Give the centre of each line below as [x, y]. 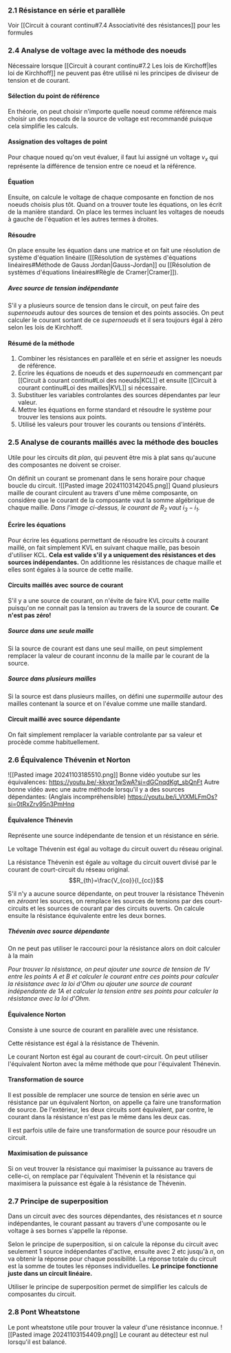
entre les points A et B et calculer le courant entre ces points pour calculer [113, 976]
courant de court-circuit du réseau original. [69, 869]
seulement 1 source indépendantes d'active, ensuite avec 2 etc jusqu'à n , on [116, 1252]
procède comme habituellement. [54, 742]
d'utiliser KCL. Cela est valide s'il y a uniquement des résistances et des [112, 554]
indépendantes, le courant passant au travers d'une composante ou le [107, 1223]
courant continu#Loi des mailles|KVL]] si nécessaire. [92, 388]
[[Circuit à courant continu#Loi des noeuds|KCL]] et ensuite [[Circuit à [117, 381]
